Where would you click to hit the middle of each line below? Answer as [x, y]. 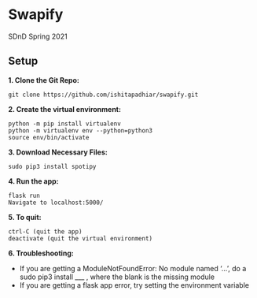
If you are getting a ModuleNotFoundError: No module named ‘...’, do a [133, 268]
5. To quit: [25, 217]
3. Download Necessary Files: [58, 152]
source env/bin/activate [49, 137]
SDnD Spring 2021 [38, 36]
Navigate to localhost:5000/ [56, 203]
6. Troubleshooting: [41, 253]
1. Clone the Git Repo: [44, 80]
